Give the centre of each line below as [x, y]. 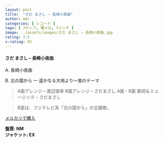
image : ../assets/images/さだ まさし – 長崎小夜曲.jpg [59, 33]
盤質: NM [14, 128]
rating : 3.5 [17, 37]
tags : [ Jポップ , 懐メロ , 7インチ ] [40, 28]
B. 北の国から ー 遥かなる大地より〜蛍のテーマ [52, 80]
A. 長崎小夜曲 [19, 70]
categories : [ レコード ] [30, 23]
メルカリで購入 [20, 118]
